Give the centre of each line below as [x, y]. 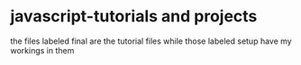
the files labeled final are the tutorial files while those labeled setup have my [151, 41]
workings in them [42, 50]
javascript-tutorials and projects [134, 16]
